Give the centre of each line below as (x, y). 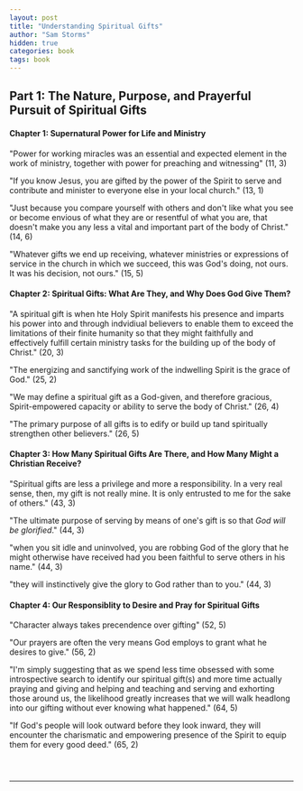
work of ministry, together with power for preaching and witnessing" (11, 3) (148, 163)
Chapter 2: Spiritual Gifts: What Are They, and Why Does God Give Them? (150, 293)
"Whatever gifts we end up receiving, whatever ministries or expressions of (149, 254)
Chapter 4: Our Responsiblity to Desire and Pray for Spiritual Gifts (134, 605)
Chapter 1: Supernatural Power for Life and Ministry (108, 133)
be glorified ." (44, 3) (47, 530)
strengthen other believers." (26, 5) (74, 433)
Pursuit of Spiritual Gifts (78, 111)
